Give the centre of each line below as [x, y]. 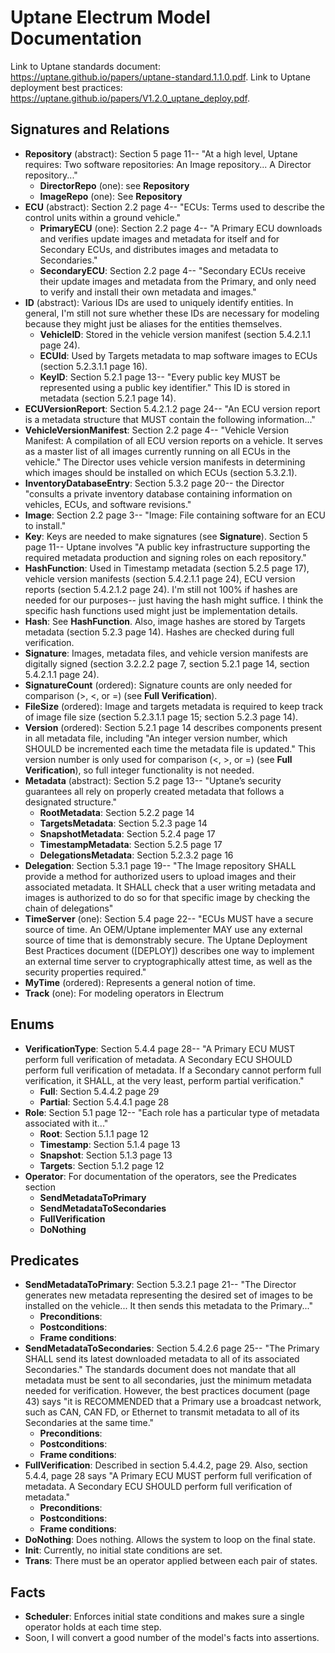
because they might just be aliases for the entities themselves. [153, 323]
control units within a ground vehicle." [103, 217]
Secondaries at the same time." [89, 1423]
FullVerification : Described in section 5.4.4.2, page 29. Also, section [166, 1465]
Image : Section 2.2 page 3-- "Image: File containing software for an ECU [175, 515]
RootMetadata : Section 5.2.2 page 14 [117, 812]
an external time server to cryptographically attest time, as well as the [168, 961]
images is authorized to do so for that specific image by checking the [167, 897]
